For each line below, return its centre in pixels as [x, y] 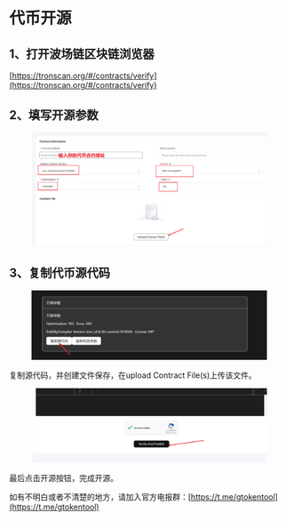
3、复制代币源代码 [60, 273]
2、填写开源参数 [54, 115]
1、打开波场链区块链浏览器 [82, 54]
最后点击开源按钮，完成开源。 [64, 478]
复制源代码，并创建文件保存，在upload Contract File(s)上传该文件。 [133, 375]
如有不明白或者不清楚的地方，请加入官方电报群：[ [100, 497]
